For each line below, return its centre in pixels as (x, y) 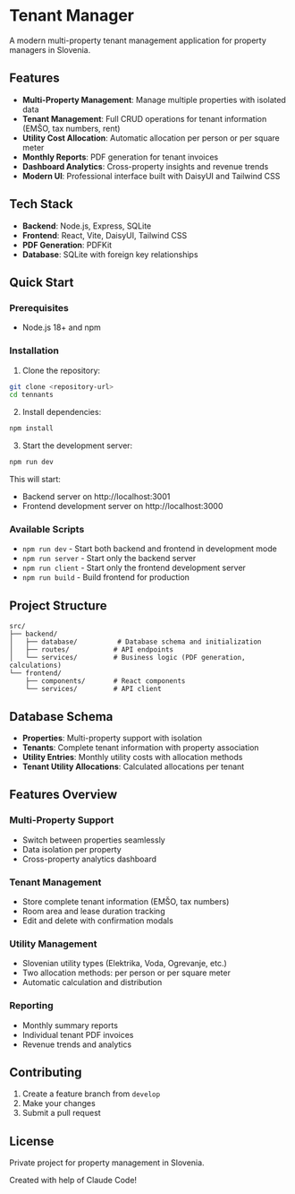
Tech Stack (41, 204)
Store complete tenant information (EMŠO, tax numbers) (126, 901)
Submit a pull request (61, 1113)
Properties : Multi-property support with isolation (112, 738)
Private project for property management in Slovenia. (107, 1163)
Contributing (46, 1072)
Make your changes (59, 1103)
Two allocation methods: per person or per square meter (126, 973)
